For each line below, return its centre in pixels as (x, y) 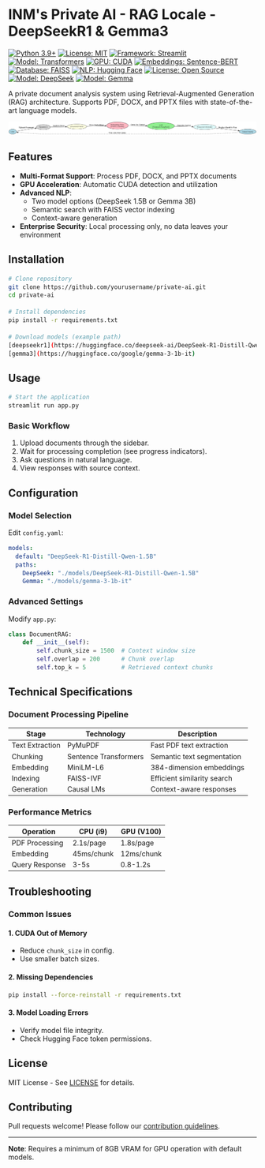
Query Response (39, 865)
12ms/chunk (141, 854)
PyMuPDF (83, 745)
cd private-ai (32, 295)
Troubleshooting (50, 892)
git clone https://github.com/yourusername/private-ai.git (107, 287)
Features (30, 157)
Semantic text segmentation (196, 756)
